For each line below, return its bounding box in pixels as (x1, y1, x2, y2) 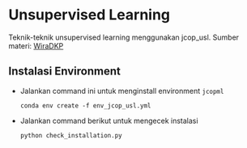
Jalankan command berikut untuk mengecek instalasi (19, 116, 198, 125)
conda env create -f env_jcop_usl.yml (19, 101, 151, 110)
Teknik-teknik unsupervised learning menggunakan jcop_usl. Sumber (8, 32, 240, 42)
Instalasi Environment (8, 65, 121, 78)
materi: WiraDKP (8, 40, 64, 50)
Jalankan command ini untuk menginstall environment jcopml (19, 86, 224, 95)
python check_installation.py (19, 131, 123, 139)
